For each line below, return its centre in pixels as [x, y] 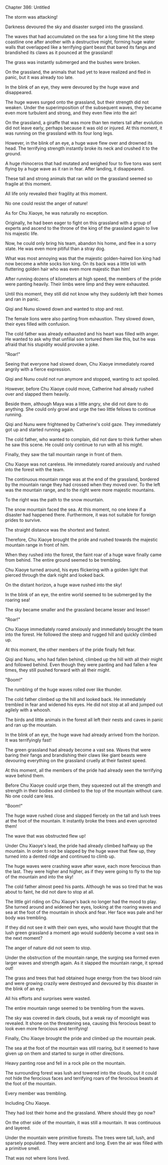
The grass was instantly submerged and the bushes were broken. [73, 62]
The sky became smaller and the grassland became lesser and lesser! [77, 610]
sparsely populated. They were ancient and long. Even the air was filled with [84, 1143]
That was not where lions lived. [37, 1158]
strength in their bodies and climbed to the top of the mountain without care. [84, 791]
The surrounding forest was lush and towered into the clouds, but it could [81, 1073]
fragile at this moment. [28, 184]
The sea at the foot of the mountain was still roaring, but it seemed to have [82, 1048]
